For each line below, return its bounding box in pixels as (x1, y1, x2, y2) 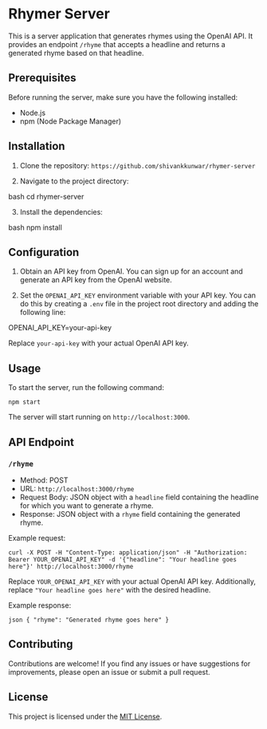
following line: (19, 308, 66, 317)
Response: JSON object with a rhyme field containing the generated (19, 509, 241, 518)
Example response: (8, 600, 72, 610)
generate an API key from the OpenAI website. (19, 275, 173, 285)
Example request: (8, 533, 66, 542)
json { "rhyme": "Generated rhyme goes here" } (8, 616, 170, 624)
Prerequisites (8, 71, 77, 85)
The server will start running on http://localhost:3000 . (8, 412, 190, 422)
